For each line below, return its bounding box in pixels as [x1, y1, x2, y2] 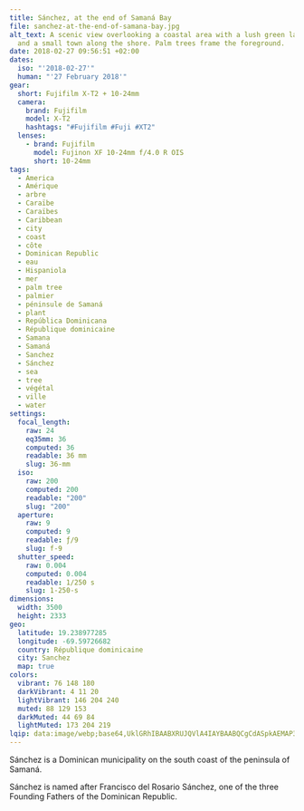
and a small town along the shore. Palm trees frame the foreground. [17, 38, 285, 48]
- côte [17, 241, 43, 250]
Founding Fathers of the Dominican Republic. [9, 791, 178, 802]
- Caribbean [17, 215, 63, 225]
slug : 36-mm [25, 459, 71, 469]
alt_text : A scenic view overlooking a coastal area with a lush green [9, 30, 285, 39]
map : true [17, 662, 54, 671]
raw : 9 [25, 518, 51, 528]
